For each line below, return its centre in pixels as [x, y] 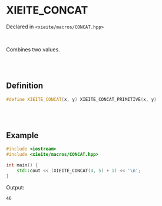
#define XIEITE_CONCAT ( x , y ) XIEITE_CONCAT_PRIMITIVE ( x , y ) [82, 99]
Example [22, 135]
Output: [15, 187]
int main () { [22, 165]
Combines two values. [33, 49]
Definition [24, 86]
